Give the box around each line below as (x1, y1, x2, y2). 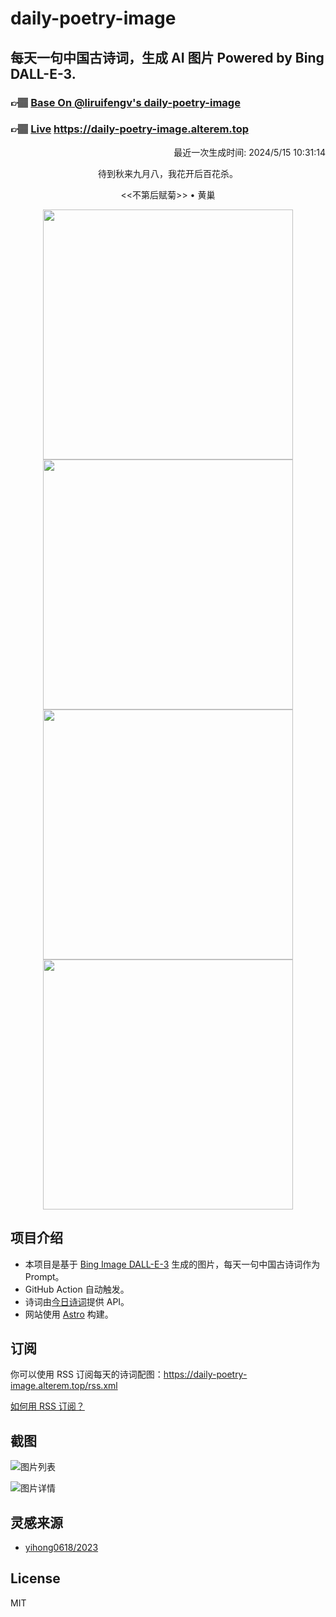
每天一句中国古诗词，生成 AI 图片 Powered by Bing (10, 49, 325, 66)
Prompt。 (24, 1270, 65, 1282)
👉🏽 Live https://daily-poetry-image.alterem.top (10, 122, 249, 136)
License (10, 1570, 61, 1587)
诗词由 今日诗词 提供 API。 (24, 1295, 130, 1307)
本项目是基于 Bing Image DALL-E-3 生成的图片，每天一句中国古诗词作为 (24, 1258, 321, 1270)
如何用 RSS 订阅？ (10, 1400, 85, 1412)
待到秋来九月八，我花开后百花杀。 (98, 167, 238, 179)
